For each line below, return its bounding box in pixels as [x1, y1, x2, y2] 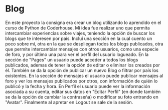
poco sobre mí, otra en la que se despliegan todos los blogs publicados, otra [5, 40, 163, 46]
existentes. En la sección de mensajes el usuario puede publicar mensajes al [5, 72, 163, 78]
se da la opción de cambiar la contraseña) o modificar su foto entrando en [5, 93, 159, 100]
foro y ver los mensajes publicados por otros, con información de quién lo [5, 78, 158, 84]
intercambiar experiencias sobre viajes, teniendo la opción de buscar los [5, 30, 155, 36]
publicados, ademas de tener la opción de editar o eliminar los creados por [5, 62, 160, 68]
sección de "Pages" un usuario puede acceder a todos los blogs [5, 56, 138, 62]
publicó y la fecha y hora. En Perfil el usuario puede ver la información [5, 83, 150, 89]
